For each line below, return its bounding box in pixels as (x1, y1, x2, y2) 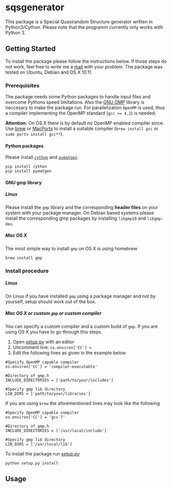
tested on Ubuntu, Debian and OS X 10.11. (5, 69, 92, 75)
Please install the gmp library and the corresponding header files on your (5, 204, 158, 210)
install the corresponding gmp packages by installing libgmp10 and (5, 215, 146, 221)
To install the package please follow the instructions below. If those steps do (5, 58, 167, 64)
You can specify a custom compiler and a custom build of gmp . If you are (5, 323, 158, 329)
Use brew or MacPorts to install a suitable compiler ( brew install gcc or (5, 126, 159, 132)
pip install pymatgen (5, 169, 52, 174)
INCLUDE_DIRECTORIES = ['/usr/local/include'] (5, 428, 107, 433)
